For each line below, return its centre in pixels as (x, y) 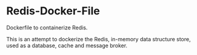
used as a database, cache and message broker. (67, 45)
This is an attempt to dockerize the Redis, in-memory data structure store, (98, 39)
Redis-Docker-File (53, 11)
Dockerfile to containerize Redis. (47, 27)
